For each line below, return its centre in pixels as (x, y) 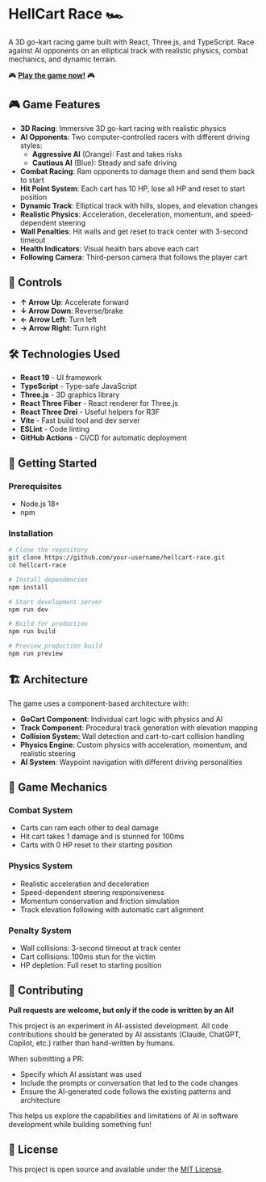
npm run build (32, 631)
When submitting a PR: (46, 1058)
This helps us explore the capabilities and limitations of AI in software (123, 1116)
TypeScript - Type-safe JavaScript (78, 386)
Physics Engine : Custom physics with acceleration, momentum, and (133, 745)
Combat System (41, 810)
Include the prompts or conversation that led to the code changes (129, 1083)
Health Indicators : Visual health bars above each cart (109, 248)
